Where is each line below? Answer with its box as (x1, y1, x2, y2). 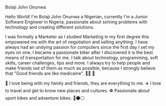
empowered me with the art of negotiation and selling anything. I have (5, 39, 148, 45)
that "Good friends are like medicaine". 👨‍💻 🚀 (5, 71, 95, 76)
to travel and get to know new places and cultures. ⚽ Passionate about (5, 88, 150, 93)
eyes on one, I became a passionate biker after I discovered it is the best (5, 49, 153, 55)
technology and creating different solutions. (5, 24, 95, 30)
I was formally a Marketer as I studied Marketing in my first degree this (5, 34, 150, 39)
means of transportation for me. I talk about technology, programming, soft (5, 55, 158, 61)
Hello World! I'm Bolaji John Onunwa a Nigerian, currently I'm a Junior (5, 14, 148, 19)
